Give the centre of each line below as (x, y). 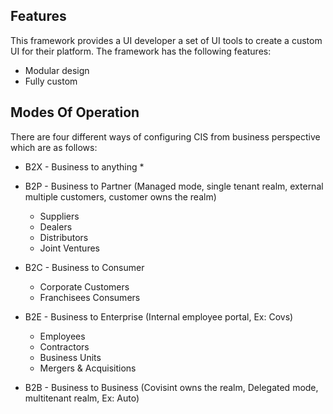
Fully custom (51, 81)
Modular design (57, 70)
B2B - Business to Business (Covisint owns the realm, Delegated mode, (171, 387)
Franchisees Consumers (90, 297)
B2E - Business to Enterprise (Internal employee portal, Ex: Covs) (159, 316)
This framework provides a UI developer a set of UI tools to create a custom (166, 40)
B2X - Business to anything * (84, 166)
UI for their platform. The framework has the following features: (141, 51)
